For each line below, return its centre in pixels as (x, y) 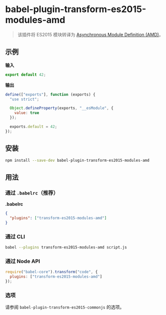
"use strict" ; (24, 99)
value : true (27, 113)
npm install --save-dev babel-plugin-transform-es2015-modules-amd (77, 160)
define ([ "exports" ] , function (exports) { (50, 94)
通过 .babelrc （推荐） (32, 193)
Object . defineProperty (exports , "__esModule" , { (62, 108)
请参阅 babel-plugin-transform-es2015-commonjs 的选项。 (65, 307)
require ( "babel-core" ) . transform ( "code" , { (52, 272)
